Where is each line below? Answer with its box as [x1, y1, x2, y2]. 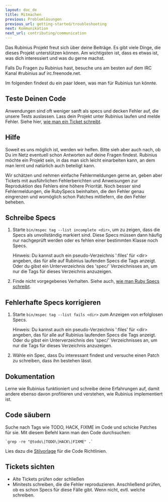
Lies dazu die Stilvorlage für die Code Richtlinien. [5, 448, 107, 454]
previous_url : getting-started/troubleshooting [5, 21, 107, 27]
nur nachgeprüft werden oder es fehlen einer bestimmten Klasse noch [12, 237, 158, 244]
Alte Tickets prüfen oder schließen [12, 476, 85, 482]
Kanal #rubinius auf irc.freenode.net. [5, 70, 81, 76]
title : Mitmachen [5, 12, 42, 17]
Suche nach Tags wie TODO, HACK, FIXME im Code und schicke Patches [5, 424, 157, 430]
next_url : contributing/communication [5, 31, 87, 36]
